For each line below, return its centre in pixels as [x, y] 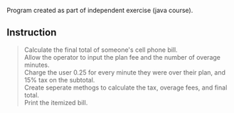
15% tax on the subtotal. [59, 80]
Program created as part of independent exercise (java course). [100, 10]
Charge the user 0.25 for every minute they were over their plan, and [124, 72]
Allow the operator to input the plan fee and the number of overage [122, 57]
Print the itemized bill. [56, 102]
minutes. [37, 65]
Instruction [32, 32]
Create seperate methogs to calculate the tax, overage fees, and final [126, 87]
